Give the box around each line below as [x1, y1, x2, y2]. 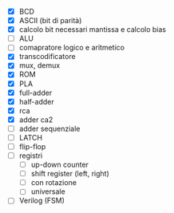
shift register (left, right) [30, 169, 109, 179]
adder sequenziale [18, 124, 81, 133]
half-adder [18, 97, 54, 106]
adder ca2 [18, 115, 53, 124]
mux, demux [18, 61, 61, 70]
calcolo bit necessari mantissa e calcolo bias [18, 25, 167, 34]
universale [30, 187, 65, 196]
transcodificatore [18, 52, 77, 61]
